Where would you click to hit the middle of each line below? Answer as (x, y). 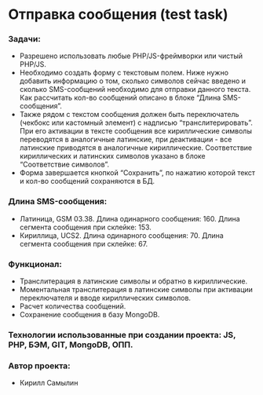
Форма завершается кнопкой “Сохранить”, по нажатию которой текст (137, 173)
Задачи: (24, 39)
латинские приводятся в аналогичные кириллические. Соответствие (136, 148)
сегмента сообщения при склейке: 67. (84, 243)
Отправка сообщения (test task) (119, 15)
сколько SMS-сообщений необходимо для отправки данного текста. (135, 90)
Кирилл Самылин (49, 383)
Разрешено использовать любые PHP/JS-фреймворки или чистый (131, 56)
